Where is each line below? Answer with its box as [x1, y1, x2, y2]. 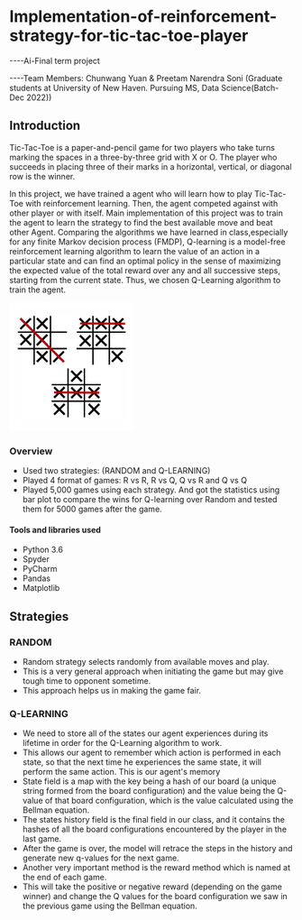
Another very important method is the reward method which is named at [22, 862, 291, 873]
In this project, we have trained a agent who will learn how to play [9, 188, 252, 199]
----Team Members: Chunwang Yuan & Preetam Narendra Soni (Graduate [9, 72, 283, 83]
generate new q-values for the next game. [22, 852, 179, 863]
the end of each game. [22, 872, 107, 883]
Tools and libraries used [9, 524, 102, 535]
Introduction [9, 118, 81, 133]
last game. [22, 833, 61, 844]
